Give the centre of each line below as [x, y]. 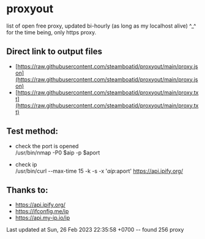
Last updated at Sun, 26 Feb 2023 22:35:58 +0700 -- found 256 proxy [95, 230]
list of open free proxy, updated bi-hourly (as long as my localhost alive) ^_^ [101, 26]
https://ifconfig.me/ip [42, 211]
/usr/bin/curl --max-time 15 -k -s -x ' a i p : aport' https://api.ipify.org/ [99, 171]
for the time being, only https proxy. [51, 32]
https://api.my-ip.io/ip [43, 218]
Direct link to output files [54, 52]
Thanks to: [27, 190]
